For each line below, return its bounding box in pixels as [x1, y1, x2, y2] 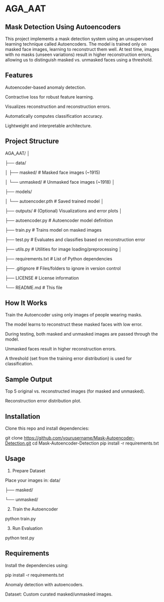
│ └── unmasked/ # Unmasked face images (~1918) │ [5, 179, 115, 185]
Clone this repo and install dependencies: [5, 425, 90, 431]
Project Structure [5, 137, 59, 146]
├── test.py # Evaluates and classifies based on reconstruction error [5, 236, 145, 243]
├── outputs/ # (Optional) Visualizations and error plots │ [5, 207, 122, 213]
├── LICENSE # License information [5, 275, 79, 281]
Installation [5, 412, 40, 421]
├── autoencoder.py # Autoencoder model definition [5, 217, 113, 223]
